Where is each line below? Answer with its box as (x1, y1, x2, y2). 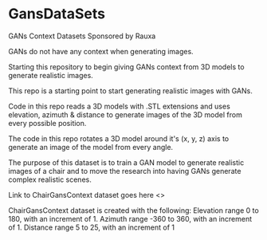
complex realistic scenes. (8, 175, 92, 184)
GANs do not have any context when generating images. (8, 46, 194, 56)
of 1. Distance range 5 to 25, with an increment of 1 (8, 222, 175, 232)
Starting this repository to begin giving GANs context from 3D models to (8, 61, 245, 72)
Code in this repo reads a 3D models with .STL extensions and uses (8, 101, 231, 111)
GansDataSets (8, 5, 106, 23)
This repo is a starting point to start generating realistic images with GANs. (8, 85, 253, 96)
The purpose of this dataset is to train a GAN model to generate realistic (8, 157, 245, 167)
